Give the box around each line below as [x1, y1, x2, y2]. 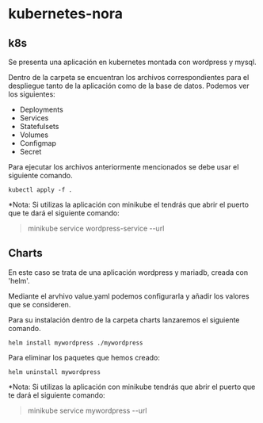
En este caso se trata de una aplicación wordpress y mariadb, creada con [8, 267, 248, 277]
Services [19, 113, 49, 123]
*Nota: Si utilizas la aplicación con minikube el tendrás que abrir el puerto [8, 200, 250, 209]
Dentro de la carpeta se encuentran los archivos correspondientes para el [8, 73, 250, 82]
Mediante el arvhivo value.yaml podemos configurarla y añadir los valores [8, 291, 250, 301]
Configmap [19, 139, 57, 147]
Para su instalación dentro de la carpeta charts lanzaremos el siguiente [8, 314, 240, 325]
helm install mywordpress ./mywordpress [8, 338, 144, 347]
